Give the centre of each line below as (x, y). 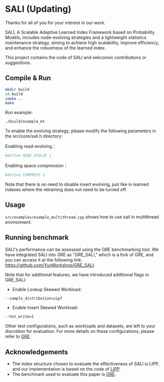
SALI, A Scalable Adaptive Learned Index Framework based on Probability (80, 32)
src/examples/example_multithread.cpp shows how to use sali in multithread (82, 217)
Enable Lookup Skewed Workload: (47, 289)
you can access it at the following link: (44, 260)
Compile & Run (28, 78)
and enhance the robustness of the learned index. (56, 48)
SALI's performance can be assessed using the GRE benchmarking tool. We (82, 249)
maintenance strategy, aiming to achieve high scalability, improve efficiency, (82, 42)
